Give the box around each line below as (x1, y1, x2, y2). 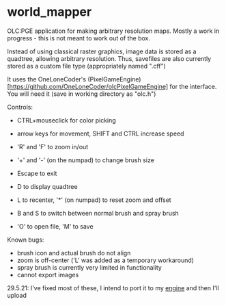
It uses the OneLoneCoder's (7, 75, 87, 83)
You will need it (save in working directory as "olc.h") (7, 90, 156, 98)
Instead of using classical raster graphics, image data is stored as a (7, 47, 197, 55)
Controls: (7, 103, 33, 111)
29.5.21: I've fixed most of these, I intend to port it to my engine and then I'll (7, 283, 220, 292)
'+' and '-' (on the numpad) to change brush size (16, 155, 155, 164)
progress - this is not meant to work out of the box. (7, 34, 151, 42)
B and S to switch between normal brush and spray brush (16, 209, 179, 217)
